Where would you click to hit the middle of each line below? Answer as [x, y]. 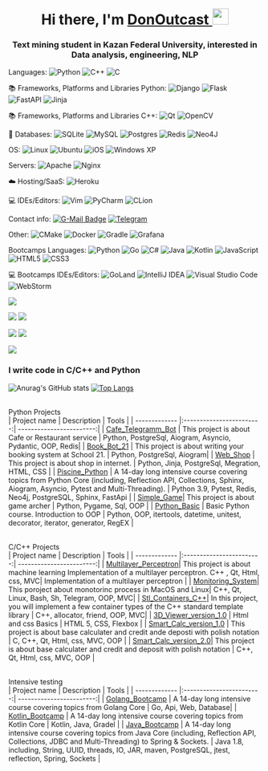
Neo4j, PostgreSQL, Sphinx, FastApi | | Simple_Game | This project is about [132, 497]
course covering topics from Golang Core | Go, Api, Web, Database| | [123, 707]
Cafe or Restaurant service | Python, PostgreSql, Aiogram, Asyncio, [120, 437]
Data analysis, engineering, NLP [135, 55]
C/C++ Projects [34, 546]
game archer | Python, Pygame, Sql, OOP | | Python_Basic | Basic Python [129, 505]
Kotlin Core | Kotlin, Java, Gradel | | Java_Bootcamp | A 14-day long [120, 724]
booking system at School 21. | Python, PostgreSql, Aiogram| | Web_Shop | [132, 454]
